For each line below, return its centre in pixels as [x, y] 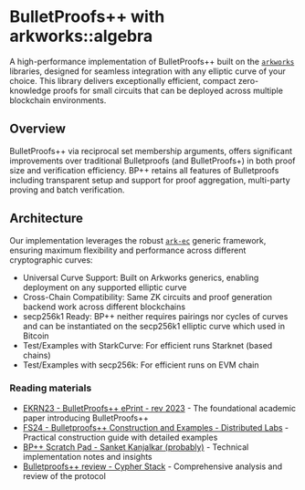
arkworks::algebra [81, 36]
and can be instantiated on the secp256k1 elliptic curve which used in [154, 326]
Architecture [47, 219]
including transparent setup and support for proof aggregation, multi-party [150, 180]
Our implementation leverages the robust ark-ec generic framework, [138, 240]
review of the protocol [64, 475]
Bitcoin [36, 336]
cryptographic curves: [51, 260]
